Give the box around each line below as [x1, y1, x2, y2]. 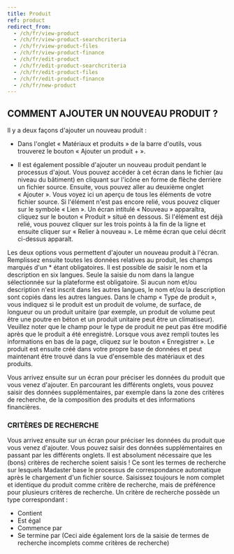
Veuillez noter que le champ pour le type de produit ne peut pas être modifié [7, 323, 227, 331]
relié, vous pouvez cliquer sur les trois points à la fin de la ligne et [17, 220, 206, 228]
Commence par [17, 524, 63, 532]
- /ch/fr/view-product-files [13, 43, 98, 50]
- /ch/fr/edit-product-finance [13, 75, 105, 82]
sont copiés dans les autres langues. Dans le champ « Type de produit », [7, 293, 217, 301]
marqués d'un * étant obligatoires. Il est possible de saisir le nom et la [7, 263, 208, 272]
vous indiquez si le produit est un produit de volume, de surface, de [7, 300, 202, 309]
